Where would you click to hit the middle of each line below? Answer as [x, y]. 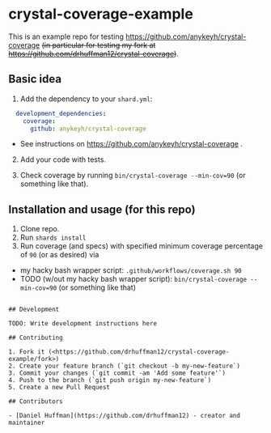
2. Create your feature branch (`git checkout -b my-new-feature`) [125, 366]
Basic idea [35, 79]
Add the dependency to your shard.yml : [86, 99]
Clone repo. [40, 229]
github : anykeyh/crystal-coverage [88, 129]
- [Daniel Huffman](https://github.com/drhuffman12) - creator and [125, 416]
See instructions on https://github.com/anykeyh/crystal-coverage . [131, 144]
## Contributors [36, 401]
